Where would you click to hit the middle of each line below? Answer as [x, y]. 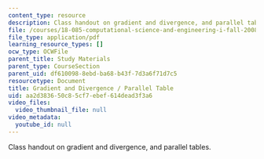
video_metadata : [35, 117]
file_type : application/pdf [54, 37]
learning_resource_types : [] [56, 45]
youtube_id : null [44, 125]
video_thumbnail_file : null [61, 110]
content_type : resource [47, 15]
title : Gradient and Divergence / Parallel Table [91, 88]
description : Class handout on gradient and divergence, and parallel [126, 23]
